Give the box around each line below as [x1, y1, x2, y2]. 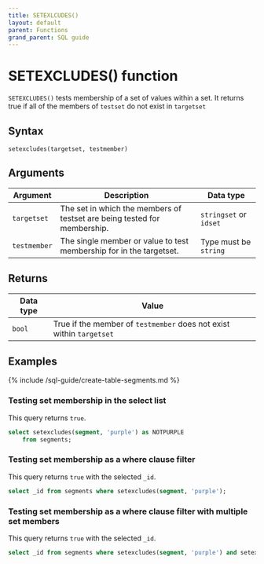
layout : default [8, 19, 61, 27]
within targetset [53, 328, 114, 339]
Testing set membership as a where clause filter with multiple [8, 506, 248, 517]
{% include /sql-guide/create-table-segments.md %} [8, 375, 181, 385]
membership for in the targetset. [60, 245, 179, 256]
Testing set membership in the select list [8, 395, 167, 406]
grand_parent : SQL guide [8, 33, 90, 42]
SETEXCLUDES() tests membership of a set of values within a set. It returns [8, 93, 244, 103]
